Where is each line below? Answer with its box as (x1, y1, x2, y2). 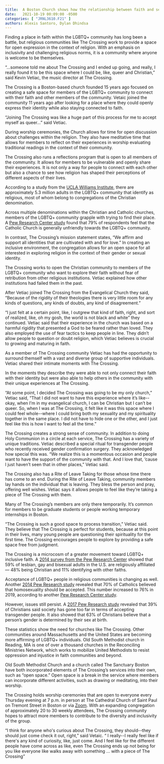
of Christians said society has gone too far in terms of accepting (5, 607, 135, 613)
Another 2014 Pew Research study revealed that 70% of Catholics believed (5, 582, 156, 588)
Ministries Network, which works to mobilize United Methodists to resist (5, 647, 150, 653)
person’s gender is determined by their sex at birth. (5, 617, 108, 623)
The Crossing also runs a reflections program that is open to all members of (5, 154, 158, 160)
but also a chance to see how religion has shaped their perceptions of (5, 170, 145, 176)
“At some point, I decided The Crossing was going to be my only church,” (5, 390, 152, 396)
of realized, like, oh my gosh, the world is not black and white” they (5, 315, 140, 320)
